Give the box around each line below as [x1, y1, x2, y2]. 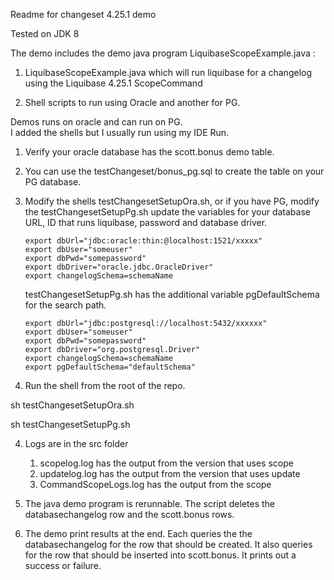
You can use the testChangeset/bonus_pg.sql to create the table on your [24, 165, 325, 177]
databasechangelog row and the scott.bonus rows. [24, 509, 235, 520]
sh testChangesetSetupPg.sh [10, 419, 131, 430]
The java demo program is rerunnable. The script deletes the [24, 498, 276, 509]
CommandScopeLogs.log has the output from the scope [39, 479, 272, 490]
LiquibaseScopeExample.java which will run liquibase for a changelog [24, 67, 313, 78]
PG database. [24, 176, 82, 188]
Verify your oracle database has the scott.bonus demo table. [24, 146, 275, 158]
